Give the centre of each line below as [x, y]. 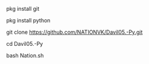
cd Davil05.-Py [25, 44]
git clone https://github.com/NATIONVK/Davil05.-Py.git [74, 32]
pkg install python [28, 20]
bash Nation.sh [25, 56]
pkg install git [23, 9]
